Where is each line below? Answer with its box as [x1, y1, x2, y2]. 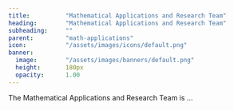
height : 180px [15, 64, 84, 72]
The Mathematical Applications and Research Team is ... [8, 92, 193, 102]
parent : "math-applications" [8, 33, 134, 42]
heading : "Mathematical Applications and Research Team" [8, 19, 227, 27]
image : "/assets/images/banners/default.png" [15, 57, 195, 65]
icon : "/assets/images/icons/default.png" [8, 41, 188, 49]
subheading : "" [8, 26, 73, 34]
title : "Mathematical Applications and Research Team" [8, 11, 227, 20]
